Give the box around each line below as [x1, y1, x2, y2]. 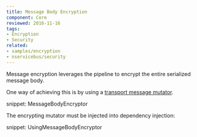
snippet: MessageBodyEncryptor [6, 100, 88, 107]
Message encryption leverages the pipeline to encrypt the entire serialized [6, 70, 191, 77]
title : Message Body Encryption [6, 8, 87, 15]
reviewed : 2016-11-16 [6, 20, 61, 26]
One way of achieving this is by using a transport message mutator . [6, 88, 174, 95]
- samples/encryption [6, 48, 61, 54]
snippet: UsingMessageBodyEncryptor [6, 123, 102, 130]
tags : [6, 25, 20, 32]
